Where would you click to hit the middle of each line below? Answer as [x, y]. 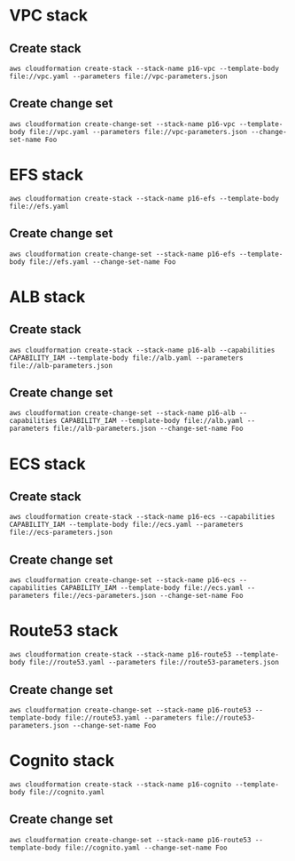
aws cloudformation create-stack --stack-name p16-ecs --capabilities [142, 517]
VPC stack [49, 16]
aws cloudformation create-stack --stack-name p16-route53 [120, 655]
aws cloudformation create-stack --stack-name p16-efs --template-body [144, 198]
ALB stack [47, 296]
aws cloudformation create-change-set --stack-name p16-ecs [123, 580]
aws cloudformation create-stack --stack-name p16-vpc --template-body [144, 68]
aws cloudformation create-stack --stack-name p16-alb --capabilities [142, 350]
